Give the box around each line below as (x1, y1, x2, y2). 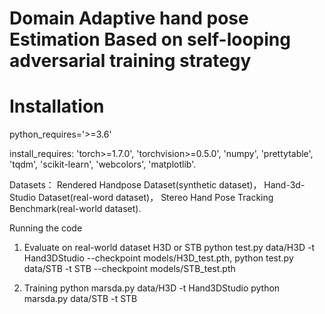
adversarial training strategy (9, 50, 252, 72)
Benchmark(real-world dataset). (9, 203, 142, 215)
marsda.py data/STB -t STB (23, 293, 138, 305)
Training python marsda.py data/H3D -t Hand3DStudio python (23, 282, 281, 294)
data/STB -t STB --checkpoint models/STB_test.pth (23, 263, 236, 275)
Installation (9, 95, 105, 118)
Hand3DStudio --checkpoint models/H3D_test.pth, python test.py (23, 252, 294, 264)
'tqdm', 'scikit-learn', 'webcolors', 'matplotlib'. (9, 158, 197, 171)
